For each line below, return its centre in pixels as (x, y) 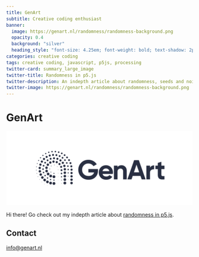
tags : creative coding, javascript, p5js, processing (74, 62)
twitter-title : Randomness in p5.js (51, 75)
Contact (21, 234)
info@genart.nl (24, 248)
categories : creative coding (42, 56)
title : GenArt (24, 12)
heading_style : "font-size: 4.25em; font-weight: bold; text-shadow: (99, 50)
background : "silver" (38, 44)
